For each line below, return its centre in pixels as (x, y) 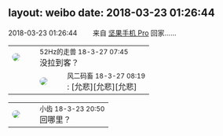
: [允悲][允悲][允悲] (102, 86)
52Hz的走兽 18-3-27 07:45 (84, 51)
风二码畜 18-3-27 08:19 (106, 75)
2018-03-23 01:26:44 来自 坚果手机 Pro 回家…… (92, 33)
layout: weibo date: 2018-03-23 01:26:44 (111, 13)
